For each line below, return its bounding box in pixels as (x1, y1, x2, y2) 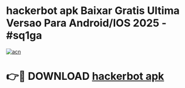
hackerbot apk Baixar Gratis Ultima (6, 4, 180, 17)
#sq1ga (6, 29, 42, 42)
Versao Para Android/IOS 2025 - (6, 16, 167, 30)
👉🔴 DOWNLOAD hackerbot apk (6, 70, 164, 83)
